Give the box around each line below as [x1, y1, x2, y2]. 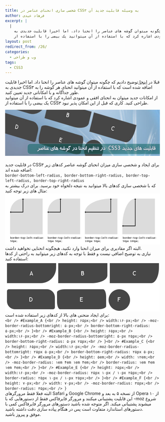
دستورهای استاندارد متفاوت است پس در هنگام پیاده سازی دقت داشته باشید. [5, 406, 143, 412]
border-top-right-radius [33, 179, 84, 183]
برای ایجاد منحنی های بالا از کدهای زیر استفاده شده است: [5, 312, 110, 318]
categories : [5, 49, 29, 54]
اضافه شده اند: [5, 167, 32, 173]
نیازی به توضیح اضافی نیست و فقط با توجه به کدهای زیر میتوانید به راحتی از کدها [5, 251, 151, 257]
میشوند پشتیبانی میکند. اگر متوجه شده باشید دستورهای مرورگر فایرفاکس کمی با [5, 401, 151, 407]
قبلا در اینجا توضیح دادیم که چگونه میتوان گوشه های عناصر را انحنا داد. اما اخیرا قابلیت [5, 79, 160, 85]
